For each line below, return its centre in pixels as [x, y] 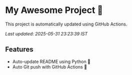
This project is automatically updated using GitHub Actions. [66, 24]
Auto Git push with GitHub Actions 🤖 [50, 66]
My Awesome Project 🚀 [54, 10]
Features [19, 49]
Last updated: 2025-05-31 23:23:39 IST [46, 33]
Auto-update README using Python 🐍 [51, 61]
